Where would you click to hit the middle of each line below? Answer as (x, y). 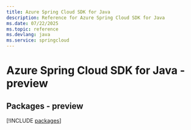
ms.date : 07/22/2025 (33, 23)
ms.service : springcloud (38, 40)
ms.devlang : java (28, 35)
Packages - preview (45, 106)
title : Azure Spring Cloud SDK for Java (59, 12)
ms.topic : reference (33, 29)
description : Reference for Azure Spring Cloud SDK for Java (86, 18)
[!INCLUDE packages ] (34, 121)
